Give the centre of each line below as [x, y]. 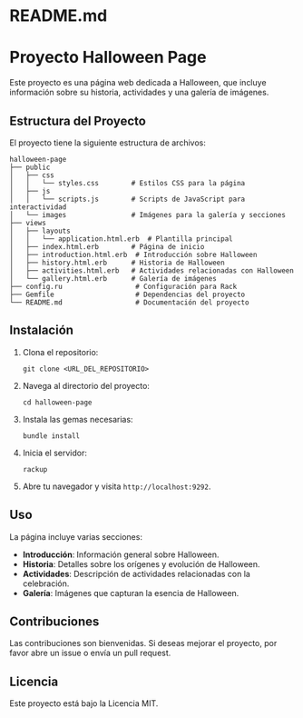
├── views [28, 223]
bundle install [51, 436]
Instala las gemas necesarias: [78, 419]
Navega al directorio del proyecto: [86, 385]
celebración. [46, 583]
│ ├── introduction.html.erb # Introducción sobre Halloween [133, 254]
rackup [35, 469]
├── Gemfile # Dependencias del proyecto [127, 294]
